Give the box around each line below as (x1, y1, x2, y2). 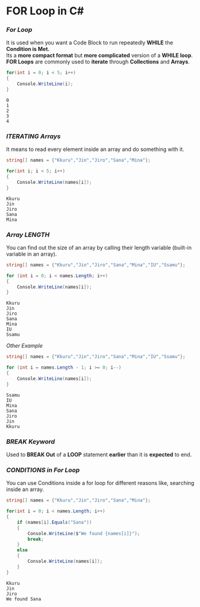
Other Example (6, 342, 43, 350)
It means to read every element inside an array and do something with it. (6, 145, 184, 153)
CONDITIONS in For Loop (6, 466, 80, 474)
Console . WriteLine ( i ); (17, 81, 73, 87)
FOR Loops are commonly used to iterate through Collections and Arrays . (6, 58, 190, 65)
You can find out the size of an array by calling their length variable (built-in (6, 244, 192, 251)
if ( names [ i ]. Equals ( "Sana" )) (17, 519, 93, 525)
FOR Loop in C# (6, 4, 85, 18)
